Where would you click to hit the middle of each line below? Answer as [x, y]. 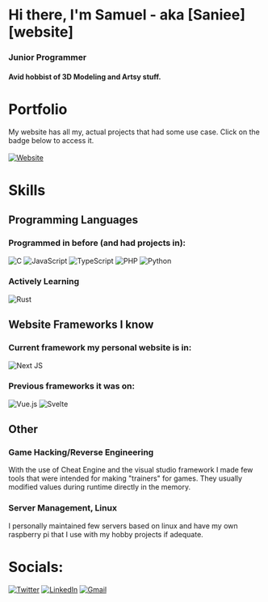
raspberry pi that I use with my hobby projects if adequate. [106, 534]
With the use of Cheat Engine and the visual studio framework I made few [131, 470]
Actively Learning [44, 282]
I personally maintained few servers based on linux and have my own [123, 526]
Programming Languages [73, 220]
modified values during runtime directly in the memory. [100, 487]
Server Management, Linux [63, 508]
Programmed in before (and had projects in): [97, 243]
